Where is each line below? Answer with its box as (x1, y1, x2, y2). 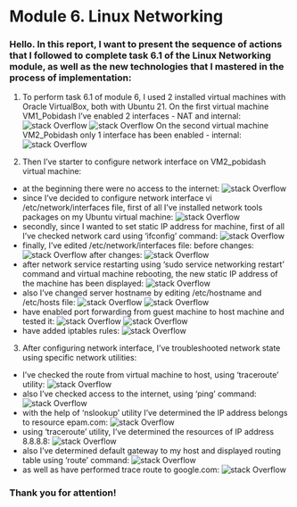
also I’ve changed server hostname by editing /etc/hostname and (21, 287, 262, 298)
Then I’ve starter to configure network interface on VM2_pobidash (21, 156, 266, 167)
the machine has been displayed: (21, 278, 144, 289)
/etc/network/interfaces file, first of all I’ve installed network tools (21, 203, 263, 213)
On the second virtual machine (155, 121, 269, 131)
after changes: (88, 250, 143, 261)
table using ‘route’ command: (21, 455, 130, 466)
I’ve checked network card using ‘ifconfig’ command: (21, 230, 219, 242)
